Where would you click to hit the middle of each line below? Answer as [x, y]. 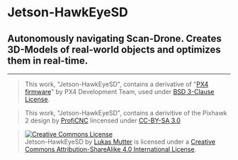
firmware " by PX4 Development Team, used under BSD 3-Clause [119, 92]
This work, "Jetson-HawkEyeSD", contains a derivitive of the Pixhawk [126, 113]
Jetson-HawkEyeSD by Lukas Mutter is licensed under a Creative [120, 142]
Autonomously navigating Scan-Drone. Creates [114, 39]
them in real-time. [48, 61]
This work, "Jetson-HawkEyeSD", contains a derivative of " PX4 [117, 84]
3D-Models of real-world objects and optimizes [114, 49]
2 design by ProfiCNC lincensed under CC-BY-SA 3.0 [102, 120]
